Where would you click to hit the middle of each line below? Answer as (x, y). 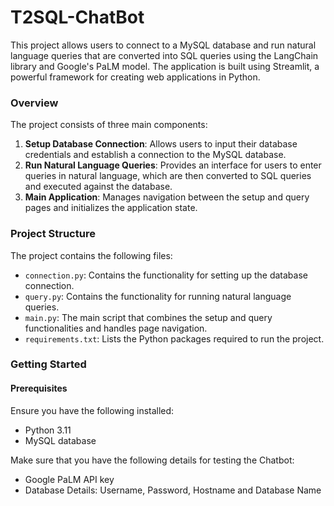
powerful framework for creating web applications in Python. (135, 77)
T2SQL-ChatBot (77, 17)
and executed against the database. (98, 187)
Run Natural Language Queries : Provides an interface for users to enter (173, 165)
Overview (34, 103)
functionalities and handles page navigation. (116, 328)
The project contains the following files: (91, 255)
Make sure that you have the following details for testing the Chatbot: (152, 460)
